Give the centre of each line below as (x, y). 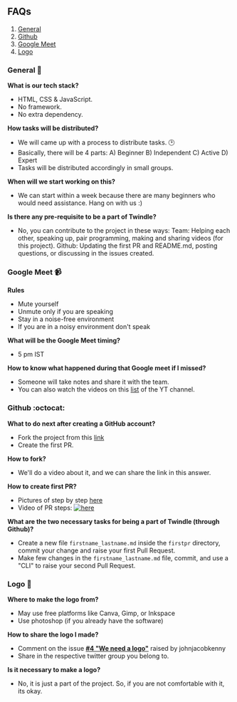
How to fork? (27, 459)
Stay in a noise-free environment (66, 319)
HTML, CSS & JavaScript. (55, 100)
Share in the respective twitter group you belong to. (93, 656)
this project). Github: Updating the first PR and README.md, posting (117, 246)
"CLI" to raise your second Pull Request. (77, 565)
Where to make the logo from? (53, 599)
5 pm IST (31, 355)
